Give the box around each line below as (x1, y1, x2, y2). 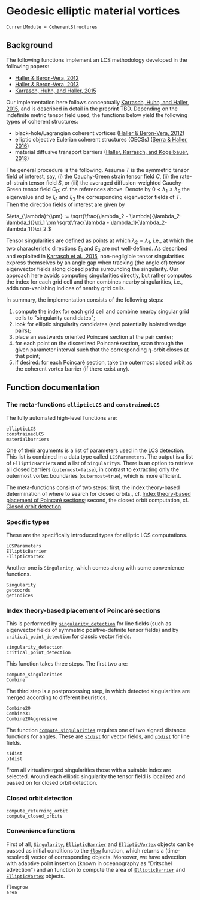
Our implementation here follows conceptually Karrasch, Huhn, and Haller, (6, 98, 189, 106)
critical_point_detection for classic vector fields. (6, 633, 132, 640)
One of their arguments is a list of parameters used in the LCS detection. (6, 447, 185, 454)
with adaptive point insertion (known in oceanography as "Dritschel (6, 859, 172, 867)
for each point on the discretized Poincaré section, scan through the (14, 339, 184, 347)
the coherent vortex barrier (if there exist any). (14, 365, 130, 372)
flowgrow (6, 884, 28, 890)
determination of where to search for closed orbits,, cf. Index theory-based (6, 490, 191, 497)
